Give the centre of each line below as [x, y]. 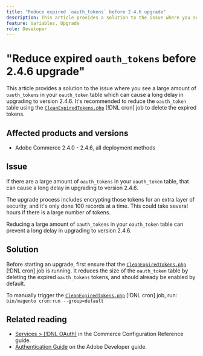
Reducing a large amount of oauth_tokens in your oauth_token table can [95, 224]
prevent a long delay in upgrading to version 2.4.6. [69, 230]
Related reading [37, 319]
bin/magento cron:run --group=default [55, 301]
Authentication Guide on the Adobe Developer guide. [81, 347]
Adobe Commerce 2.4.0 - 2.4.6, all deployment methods [85, 148]
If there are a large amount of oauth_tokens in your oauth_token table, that [98, 181]
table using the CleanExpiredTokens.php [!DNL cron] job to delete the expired [101, 108]
